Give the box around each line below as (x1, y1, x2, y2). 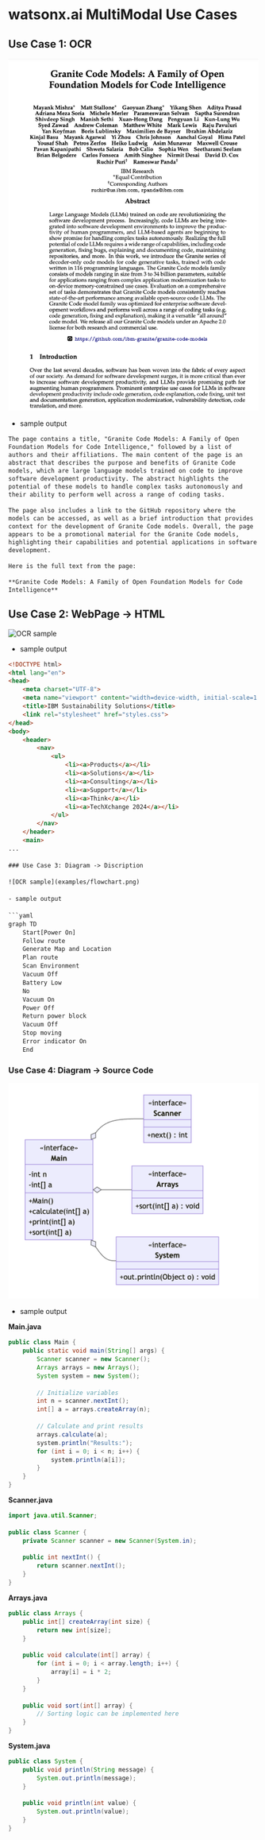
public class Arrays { (8, 1609, 83, 1618)
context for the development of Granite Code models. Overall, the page (8, 522, 254, 530)
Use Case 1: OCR (8, 37, 93, 51)
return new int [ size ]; (36, 1626, 112, 1634)
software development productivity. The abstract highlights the (8, 474, 229, 482)
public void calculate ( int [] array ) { (22, 1651, 151, 1660)
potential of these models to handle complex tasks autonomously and (8, 482, 244, 490)
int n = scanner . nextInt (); (36, 1397, 129, 1405)
